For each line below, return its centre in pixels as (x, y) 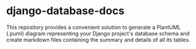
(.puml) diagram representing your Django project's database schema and (98, 33)
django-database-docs (66, 11)
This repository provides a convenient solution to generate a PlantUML (94, 27)
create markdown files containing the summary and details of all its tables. (98, 40)
